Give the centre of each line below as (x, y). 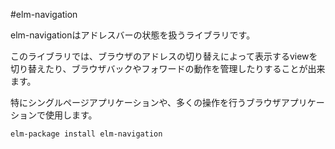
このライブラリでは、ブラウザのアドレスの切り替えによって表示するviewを (164, 56)
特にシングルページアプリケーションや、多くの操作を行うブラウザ (146, 102)
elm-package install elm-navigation (86, 134)
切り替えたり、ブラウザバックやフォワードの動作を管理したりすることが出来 (168, 68)
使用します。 (71, 115)
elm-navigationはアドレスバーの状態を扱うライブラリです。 (133, 35)
